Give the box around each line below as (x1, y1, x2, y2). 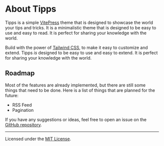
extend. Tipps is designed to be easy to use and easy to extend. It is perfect (5, 50, 158, 56)
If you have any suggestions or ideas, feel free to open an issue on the (5, 116, 147, 123)
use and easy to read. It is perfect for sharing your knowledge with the (5, 30, 147, 36)
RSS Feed (12, 102, 32, 108)
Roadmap (5, 69, 35, 78)
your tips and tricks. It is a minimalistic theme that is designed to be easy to (5, 24, 156, 30)
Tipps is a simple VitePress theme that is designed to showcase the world (5, 20, 153, 25)
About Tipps (5, 3, 57, 15)
